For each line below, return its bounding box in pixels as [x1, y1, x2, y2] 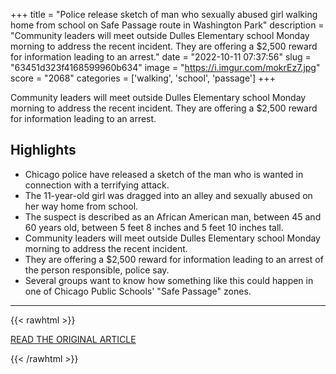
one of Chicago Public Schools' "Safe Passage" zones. [24, 285, 252, 297]
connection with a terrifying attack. [24, 179, 170, 191]
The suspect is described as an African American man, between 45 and [24, 210, 322, 223]
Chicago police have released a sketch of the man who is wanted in [24, 168, 304, 180]
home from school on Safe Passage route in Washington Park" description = [10, 19, 325, 31]
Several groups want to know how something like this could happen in [24, 274, 314, 286]
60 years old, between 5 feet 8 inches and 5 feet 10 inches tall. [24, 221, 284, 233]
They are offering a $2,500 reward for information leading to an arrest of [24, 253, 324, 265]
